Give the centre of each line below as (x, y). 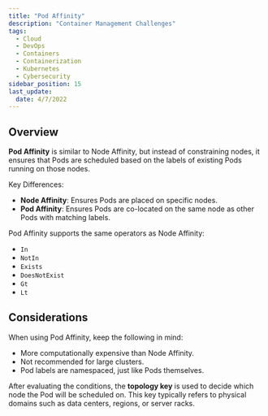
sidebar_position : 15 (45, 84)
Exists (31, 267)
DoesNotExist (42, 276)
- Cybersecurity (43, 76)
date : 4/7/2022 (41, 99)
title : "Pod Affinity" (47, 16)
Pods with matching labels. (65, 218)
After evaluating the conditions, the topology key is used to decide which (131, 386)
